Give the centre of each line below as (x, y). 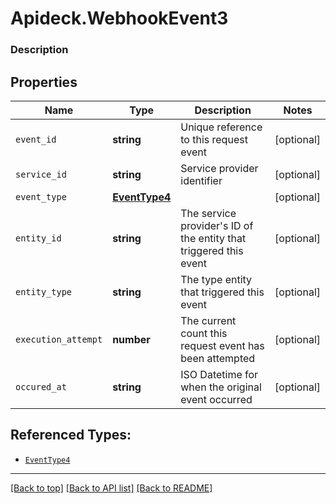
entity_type (44, 291)
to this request (214, 139)
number (131, 339)
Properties (44, 82)
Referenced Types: (71, 435)
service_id (41, 174)
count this (204, 333)
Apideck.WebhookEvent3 (119, 18)
